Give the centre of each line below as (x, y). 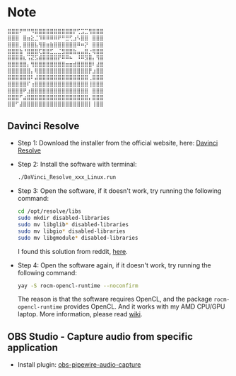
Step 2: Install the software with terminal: (77, 165)
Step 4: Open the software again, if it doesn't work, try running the (114, 265)
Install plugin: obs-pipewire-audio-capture (79, 365)
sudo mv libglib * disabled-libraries (73, 224)
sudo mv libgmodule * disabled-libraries (78, 238)
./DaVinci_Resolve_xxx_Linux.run (67, 177)
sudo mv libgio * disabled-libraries (71, 231)
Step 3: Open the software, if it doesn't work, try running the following (119, 191)
